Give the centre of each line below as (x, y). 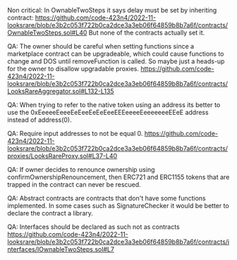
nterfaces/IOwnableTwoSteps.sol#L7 (61, 249)
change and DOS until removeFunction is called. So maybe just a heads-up (116, 61)
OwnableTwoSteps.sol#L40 (47, 32)
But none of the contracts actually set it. (147, 32)
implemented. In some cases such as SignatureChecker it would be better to (118, 206)
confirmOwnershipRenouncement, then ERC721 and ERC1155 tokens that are (119, 177)
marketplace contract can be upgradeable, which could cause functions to (116, 54)
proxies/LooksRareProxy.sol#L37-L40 (62, 156)
